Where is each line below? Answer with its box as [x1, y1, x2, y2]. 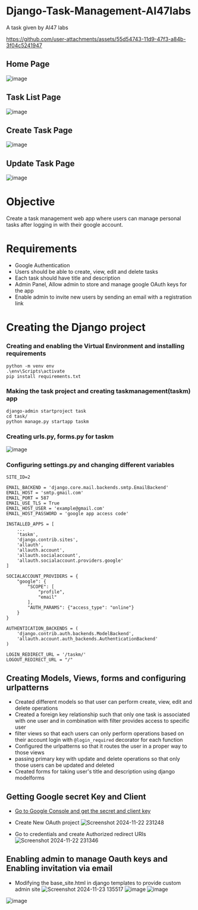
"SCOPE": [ [27, 584, 55, 590]
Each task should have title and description [14, 274, 121, 281]
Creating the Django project [6, 321, 146, 335]
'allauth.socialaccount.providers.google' [17, 558, 124, 564]
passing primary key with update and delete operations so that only [14, 756, 180, 763]
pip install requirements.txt [6, 373, 81, 379]
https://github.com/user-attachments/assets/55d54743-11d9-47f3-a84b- [6, 35, 186, 42]
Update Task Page [6, 158, 75, 168]
